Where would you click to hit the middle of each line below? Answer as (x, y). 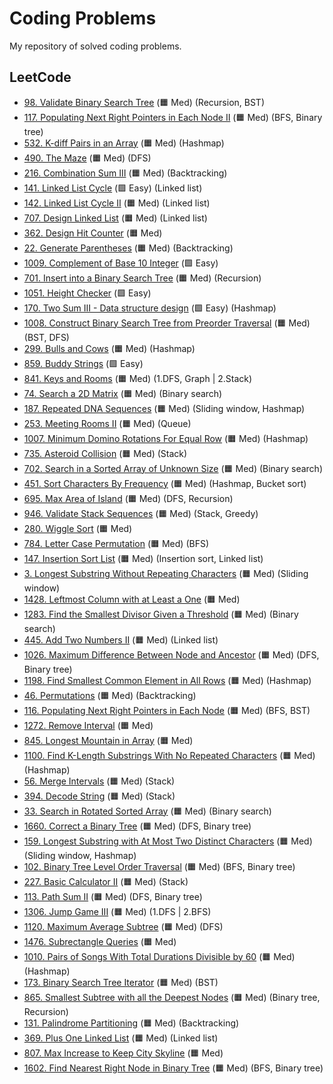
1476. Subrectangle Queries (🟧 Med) (100, 941)
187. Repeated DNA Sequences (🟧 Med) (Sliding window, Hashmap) (164, 408)
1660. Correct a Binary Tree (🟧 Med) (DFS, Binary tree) (137, 826)
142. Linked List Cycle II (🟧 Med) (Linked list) (117, 203)
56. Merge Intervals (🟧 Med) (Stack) (99, 781)
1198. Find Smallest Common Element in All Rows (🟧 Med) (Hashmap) (167, 680)
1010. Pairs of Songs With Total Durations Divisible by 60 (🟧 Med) (159, 956)
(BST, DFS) (46, 337)
